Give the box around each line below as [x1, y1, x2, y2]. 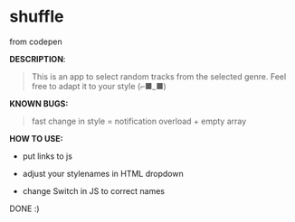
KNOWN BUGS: [9, 97, 69, 109]
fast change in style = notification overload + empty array [31, 116, 247, 126]
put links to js [22, 151, 72, 162]
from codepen [9, 36, 62, 47]
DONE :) [9, 203, 40, 214]
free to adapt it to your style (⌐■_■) [31, 80, 167, 91]
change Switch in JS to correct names [22, 185, 166, 196]
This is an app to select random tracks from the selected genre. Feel [31, 70, 287, 82]
